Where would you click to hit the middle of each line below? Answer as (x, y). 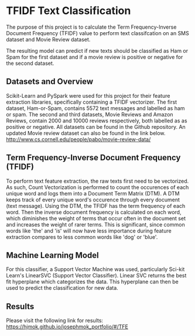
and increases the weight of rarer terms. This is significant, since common (96, 224)
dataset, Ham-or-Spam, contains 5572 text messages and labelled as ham (96, 108)
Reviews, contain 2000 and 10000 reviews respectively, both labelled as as (97, 121)
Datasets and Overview (50, 82)
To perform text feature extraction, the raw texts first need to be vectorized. (97, 181)
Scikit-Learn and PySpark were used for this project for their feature (88, 95)
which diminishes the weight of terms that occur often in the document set (96, 218)
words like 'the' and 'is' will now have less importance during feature (89, 231)
